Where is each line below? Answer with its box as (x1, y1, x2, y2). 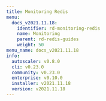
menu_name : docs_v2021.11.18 (6, 48, 79, 53)
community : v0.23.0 (11, 70, 60, 75)
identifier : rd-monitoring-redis (17, 25, 101, 31)
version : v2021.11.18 (11, 86, 66, 92)
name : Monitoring (17, 31, 60, 37)
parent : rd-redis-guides (17, 36, 79, 42)
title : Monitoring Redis (6, 8, 68, 15)
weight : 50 (17, 42, 44, 48)
